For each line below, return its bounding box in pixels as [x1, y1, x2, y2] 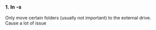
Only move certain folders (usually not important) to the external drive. [5, 15, 151, 21]
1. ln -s [5, 3, 22, 10]
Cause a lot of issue [5, 20, 47, 26]
